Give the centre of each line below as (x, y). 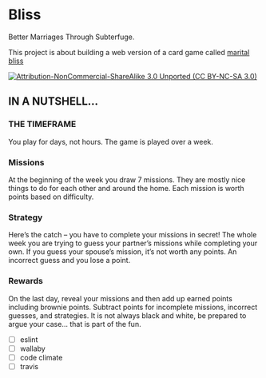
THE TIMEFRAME (42, 124)
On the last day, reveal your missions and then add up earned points (121, 298)
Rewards (26, 281)
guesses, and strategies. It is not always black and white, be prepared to (127, 315)
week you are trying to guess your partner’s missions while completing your (133, 243)
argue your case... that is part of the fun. (75, 324)
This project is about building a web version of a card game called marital (129, 52)
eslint (29, 339)
